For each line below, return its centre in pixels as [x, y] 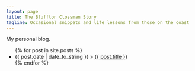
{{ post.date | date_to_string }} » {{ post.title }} [71, 57]
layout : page [22, 11]
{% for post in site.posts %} [49, 50]
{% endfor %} [32, 63]
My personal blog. [28, 39]
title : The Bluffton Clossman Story [51, 17]
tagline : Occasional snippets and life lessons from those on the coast [98, 22]
